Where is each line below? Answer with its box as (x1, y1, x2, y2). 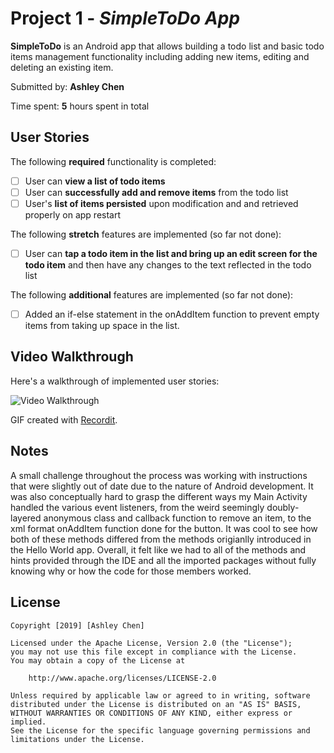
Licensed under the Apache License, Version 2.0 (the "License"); (10, 638, 293, 648)
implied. (10, 717, 47, 727)
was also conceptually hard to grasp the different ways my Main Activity (10, 490, 308, 502)
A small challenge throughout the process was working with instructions (10, 469, 308, 481)
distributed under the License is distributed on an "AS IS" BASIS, (10, 699, 302, 709)
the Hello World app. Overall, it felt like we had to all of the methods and (10, 543, 307, 556)
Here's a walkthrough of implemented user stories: (10, 375, 220, 387)
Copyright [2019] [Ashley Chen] (10, 620, 145, 631)
